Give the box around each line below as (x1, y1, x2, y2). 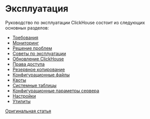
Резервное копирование (12, 66, 65, 72)
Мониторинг (12, 39, 39, 45)
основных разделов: (5, 24, 49, 30)
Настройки (12, 93, 36, 99)
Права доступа (12, 61, 45, 67)
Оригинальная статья (5, 108, 51, 114)
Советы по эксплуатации (12, 50, 66, 56)
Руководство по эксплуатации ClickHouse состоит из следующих (5, 19, 145, 25)
